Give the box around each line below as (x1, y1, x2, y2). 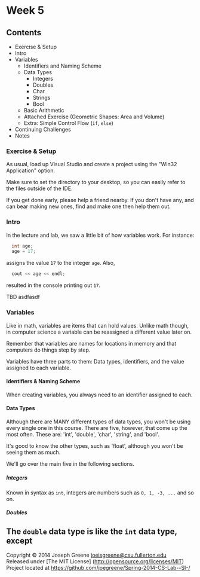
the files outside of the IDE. (6, 185, 73, 192)
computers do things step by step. (6, 346, 91, 353)
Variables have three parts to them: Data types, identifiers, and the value (6, 358, 184, 365)
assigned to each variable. (6, 364, 72, 371)
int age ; (11, 243, 33, 249)
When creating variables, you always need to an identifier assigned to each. (6, 391, 193, 398)
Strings (32, 94, 51, 101)
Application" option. (6, 167, 56, 174)
